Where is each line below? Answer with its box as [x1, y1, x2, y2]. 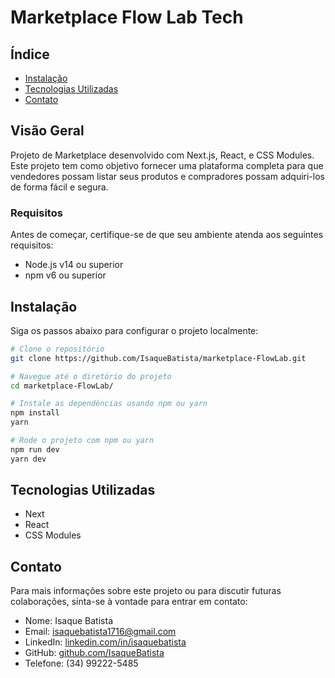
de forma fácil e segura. [10, 181, 109, 193]
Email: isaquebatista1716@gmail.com [24, 626, 177, 638]
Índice [10, 46, 50, 63]
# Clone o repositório [10, 344, 105, 354]
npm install [10, 408, 60, 418]
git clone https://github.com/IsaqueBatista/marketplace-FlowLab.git [10, 353, 307, 363]
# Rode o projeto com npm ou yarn [10, 436, 155, 446]
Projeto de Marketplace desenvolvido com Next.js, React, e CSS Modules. [10, 149, 315, 161]
